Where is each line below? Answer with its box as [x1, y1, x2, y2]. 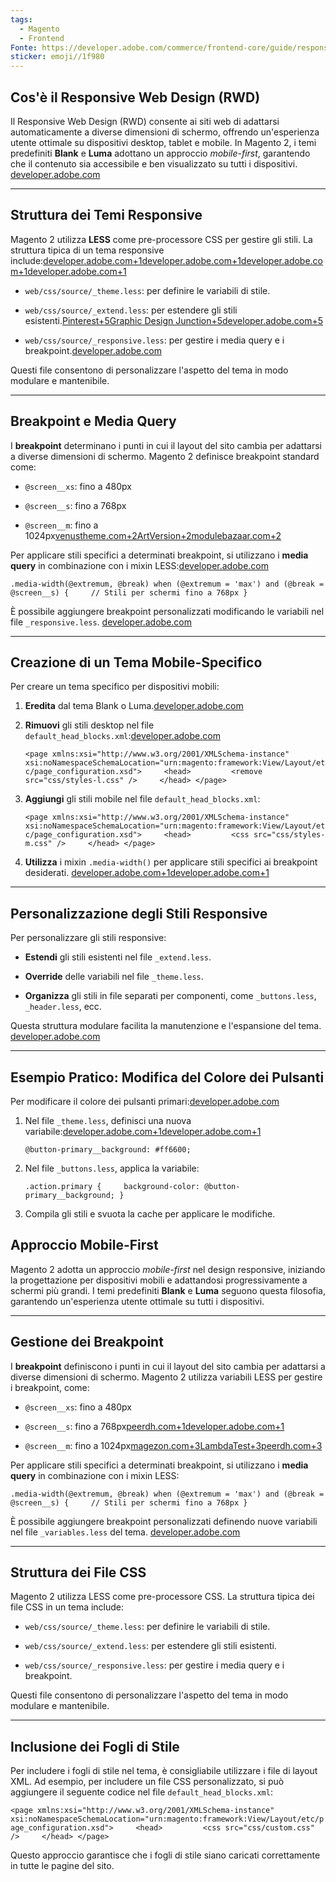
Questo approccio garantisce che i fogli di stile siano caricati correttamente [10, 1849, 321, 1861]
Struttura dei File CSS [10, 1564, 147, 1581]
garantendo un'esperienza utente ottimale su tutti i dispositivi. [10, 1295, 265, 1307]
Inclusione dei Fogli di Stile [10, 1738, 180, 1755]
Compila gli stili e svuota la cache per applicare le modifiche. [24, 1208, 276, 1220]
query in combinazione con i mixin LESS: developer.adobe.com [10, 559, 269, 571]
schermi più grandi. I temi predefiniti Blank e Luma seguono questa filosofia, [10, 1284, 326, 1296]
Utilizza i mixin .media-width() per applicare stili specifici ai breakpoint [24, 856, 318, 868]
